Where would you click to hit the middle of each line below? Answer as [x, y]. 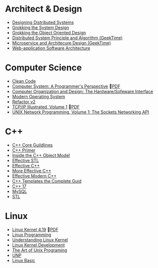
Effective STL [25, 160]
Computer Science [43, 68]
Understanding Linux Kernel [40, 240]
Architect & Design [44, 9]
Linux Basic [24, 260]
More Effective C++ [32, 171]
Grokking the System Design [40, 27]
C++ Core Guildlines [32, 145]
